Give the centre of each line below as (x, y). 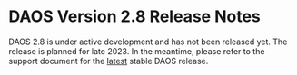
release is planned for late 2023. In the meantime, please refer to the (137, 51)
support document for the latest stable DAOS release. (109, 61)
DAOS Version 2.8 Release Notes (134, 17)
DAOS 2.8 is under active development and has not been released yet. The (148, 42)
